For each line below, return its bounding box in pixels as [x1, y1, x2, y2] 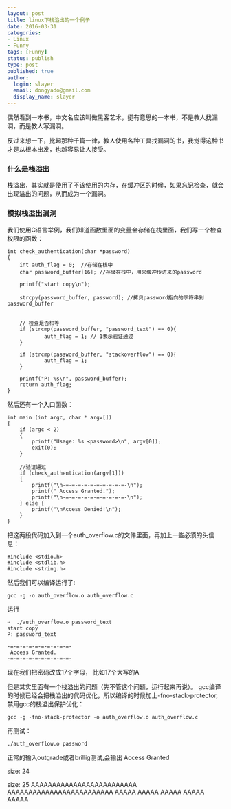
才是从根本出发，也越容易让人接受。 [7, 146, 110, 153]
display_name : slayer [13, 94, 76, 101]
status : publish [7, 55, 54, 62]
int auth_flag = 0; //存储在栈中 [19, 261, 113, 268]
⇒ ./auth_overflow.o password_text [7, 619, 112, 626]
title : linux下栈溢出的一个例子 [7, 17, 91, 23]
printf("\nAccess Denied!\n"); [32, 506, 122, 512]
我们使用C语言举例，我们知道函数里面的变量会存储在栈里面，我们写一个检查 [7, 226, 223, 234]
